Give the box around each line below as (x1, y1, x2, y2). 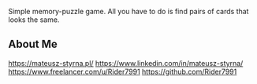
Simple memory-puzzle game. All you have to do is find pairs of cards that (8, 7, 249, 16)
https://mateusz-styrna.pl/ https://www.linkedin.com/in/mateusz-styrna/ (8, 58, 244, 68)
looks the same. (8, 15, 60, 24)
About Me (8, 38, 58, 51)
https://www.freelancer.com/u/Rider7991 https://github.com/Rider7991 (8, 67, 237, 76)
